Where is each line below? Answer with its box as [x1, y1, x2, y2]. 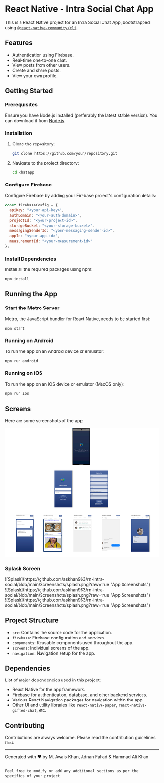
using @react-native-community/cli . [5, 24, 78, 30]
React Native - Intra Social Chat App [5, 3, 154, 15]
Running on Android [5, 337, 54, 344]
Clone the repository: [12, 141, 55, 147]
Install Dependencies [5, 255, 57, 262]
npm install [5, 276, 29, 281]
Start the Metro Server [5, 305, 60, 311]
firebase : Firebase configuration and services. [12, 635, 106, 640]
